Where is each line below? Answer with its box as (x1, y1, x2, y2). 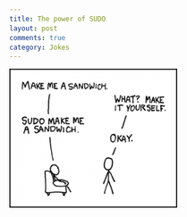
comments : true (9, 33, 66, 42)
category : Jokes (9, 43, 70, 52)
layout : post (9, 23, 58, 33)
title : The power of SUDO (9, 14, 106, 23)
